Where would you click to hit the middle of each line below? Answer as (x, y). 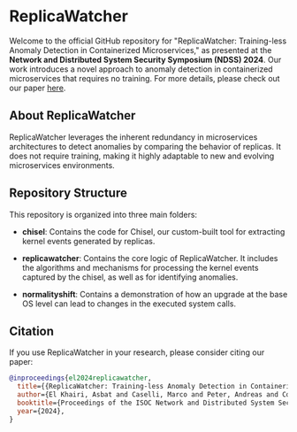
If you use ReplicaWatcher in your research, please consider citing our (137, 352)
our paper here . (38, 88)
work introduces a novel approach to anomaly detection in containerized (141, 69)
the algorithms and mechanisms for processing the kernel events (140, 267)
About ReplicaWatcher (72, 116)
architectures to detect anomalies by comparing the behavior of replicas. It (145, 146)
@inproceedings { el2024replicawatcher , (80, 378)
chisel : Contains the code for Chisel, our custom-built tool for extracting (153, 231)
